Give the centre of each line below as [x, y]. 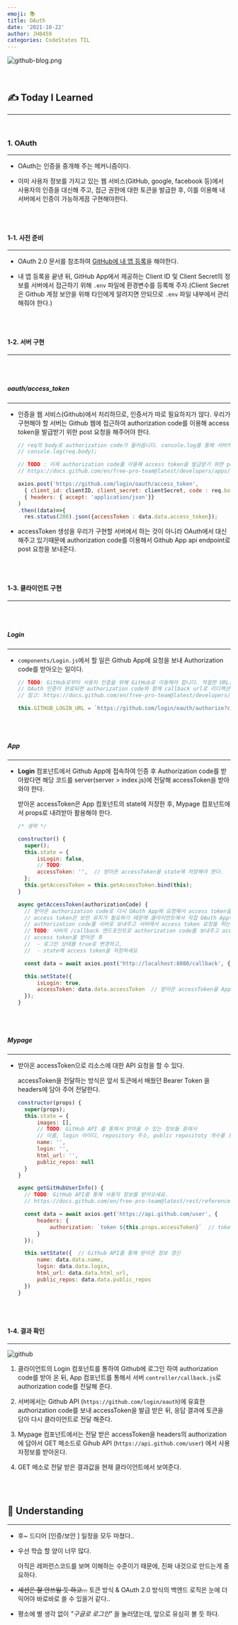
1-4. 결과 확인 [26, 1331]
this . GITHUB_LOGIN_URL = [54, 709]
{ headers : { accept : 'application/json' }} [89, 497]
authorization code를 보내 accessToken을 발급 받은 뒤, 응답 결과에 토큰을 [120, 1410]
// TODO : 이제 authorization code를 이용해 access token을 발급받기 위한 [121, 465]
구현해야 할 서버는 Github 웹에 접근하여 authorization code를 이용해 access [123, 423]
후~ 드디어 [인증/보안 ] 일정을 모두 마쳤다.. [76, 1536]
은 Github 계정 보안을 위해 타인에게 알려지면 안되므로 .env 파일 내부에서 [117, 294]
